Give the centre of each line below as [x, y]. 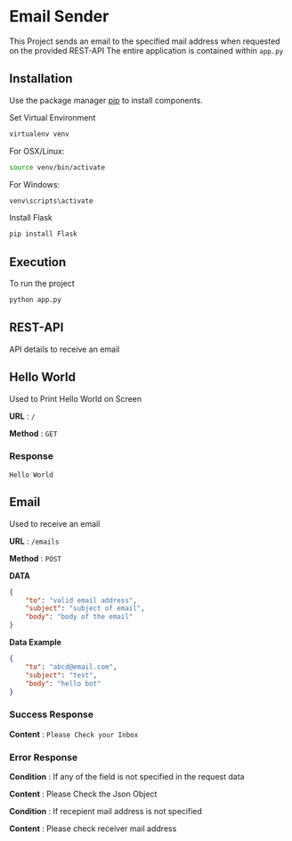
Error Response [44, 757]
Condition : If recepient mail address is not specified [106, 812]
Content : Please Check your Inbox [74, 734]
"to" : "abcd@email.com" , [71, 667]
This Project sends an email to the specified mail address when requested [145, 41]
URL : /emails [34, 541]
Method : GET [33, 433]
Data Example [36, 642]
